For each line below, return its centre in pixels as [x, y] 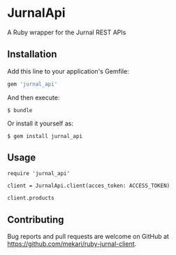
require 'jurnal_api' [39, 174]
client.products [31, 198]
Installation [32, 54]
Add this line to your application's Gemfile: [68, 71]
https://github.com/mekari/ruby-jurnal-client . [72, 244]
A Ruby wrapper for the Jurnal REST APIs [67, 32]
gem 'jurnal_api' [32, 84]
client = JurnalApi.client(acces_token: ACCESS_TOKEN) [89, 186]
